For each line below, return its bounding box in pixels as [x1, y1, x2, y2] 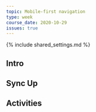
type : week [6, 14, 33, 20]
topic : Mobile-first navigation [6, 8, 85, 15]
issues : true [6, 25, 38, 31]
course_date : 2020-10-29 [6, 19, 67, 25]
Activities [6, 98, 42, 108]
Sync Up [6, 78, 38, 88]
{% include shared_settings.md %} [6, 41, 91, 48]
